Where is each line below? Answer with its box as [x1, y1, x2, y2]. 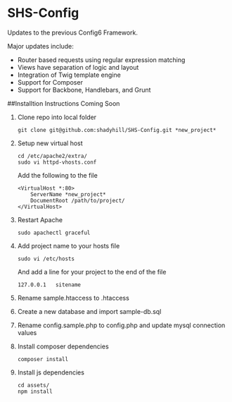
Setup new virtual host [17, 139, 83, 147]
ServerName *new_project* [30, 190, 107, 198]
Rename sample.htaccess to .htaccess [17, 293, 130, 302]
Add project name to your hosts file [17, 241, 120, 250]
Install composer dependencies [17, 342, 109, 351]
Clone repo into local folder [17, 113, 97, 121]
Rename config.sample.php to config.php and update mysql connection [17, 321, 226, 329]
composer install [17, 355, 69, 363]
